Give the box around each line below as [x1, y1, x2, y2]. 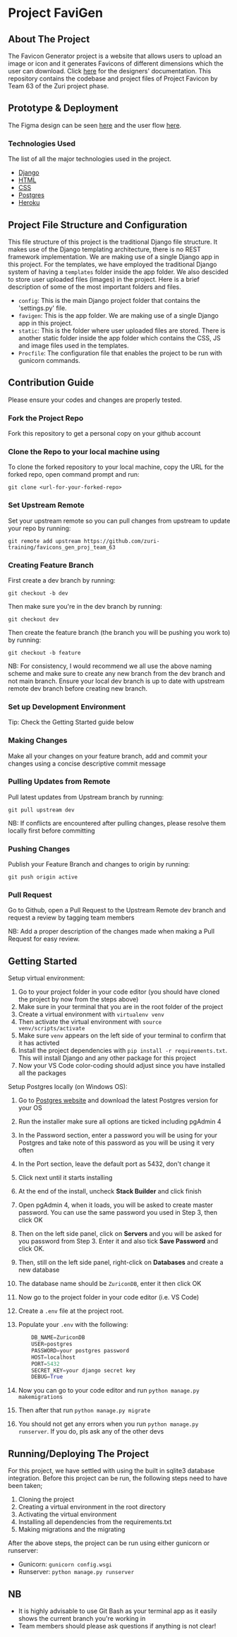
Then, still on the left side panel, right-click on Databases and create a [18, 1258, 224, 1267]
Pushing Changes [8, 844, 71, 854]
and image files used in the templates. [18, 341, 129, 350]
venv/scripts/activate [18, 1025, 85, 1032]
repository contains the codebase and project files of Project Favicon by [8, 74, 218, 83]
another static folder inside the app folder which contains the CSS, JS [18, 333, 221, 342]
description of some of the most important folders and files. [8, 282, 182, 291]
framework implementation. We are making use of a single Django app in [8, 252, 219, 261]
